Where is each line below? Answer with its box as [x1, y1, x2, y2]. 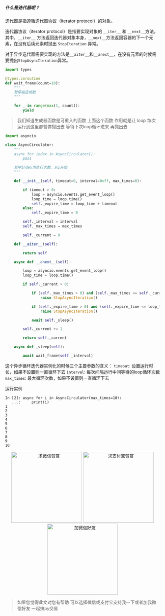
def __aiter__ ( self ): [14, 242, 58, 247]
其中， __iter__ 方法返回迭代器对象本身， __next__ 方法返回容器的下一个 [5, 35, 149, 40]
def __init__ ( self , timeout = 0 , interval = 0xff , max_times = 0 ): [14, 179, 141, 183]
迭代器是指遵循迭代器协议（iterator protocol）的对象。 [5, 18, 115, 24]
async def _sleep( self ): [14, 344, 65, 350]
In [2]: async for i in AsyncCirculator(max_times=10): [5, 395, 122, 400]
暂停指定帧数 [14, 90, 36, 95]
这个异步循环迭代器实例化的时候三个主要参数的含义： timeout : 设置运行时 [5, 362, 154, 368]
